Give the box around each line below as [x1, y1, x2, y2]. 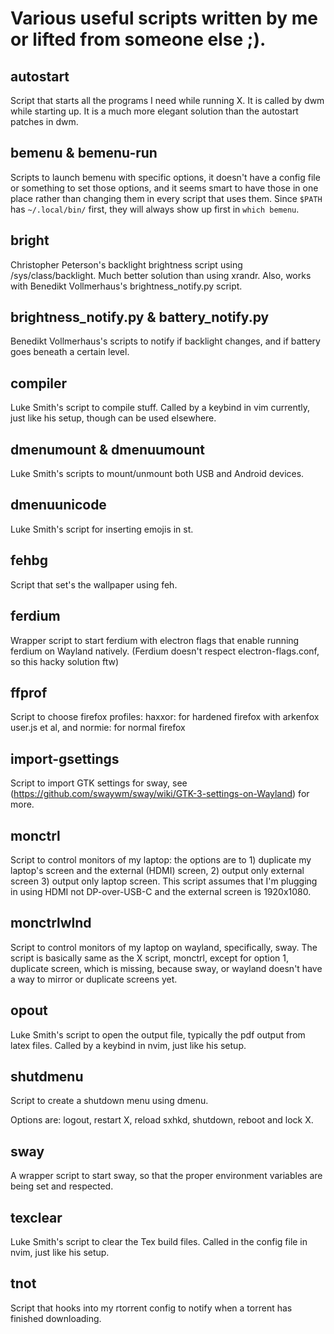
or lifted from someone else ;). [10, 28, 267, 51]
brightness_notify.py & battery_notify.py [10, 309, 270, 326]
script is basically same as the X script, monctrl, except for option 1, [10, 952, 289, 964]
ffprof [10, 684, 48, 701]
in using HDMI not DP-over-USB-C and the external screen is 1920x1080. [10, 885, 312, 897]
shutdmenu [10, 1068, 84, 1085]
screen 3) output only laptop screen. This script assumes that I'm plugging [10, 875, 318, 887]
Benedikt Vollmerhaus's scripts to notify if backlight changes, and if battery [10, 335, 321, 347]
